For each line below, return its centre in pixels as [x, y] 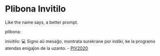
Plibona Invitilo [36, 9]
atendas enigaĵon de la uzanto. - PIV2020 [47, 48]
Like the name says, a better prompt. [42, 22]
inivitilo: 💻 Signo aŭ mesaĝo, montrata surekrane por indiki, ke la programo [80, 41]
